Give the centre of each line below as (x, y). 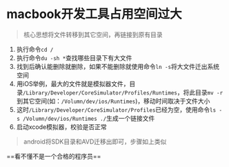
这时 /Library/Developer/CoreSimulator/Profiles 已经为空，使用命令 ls (116, 109)
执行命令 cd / (35, 49)
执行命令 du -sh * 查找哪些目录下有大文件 (74, 58)
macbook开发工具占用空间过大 (94, 14)
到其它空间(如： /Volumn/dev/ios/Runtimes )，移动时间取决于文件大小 (113, 101)
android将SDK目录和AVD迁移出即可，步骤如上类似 (95, 141)
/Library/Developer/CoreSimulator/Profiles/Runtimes (100, 93)
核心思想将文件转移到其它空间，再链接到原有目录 (93, 35)
